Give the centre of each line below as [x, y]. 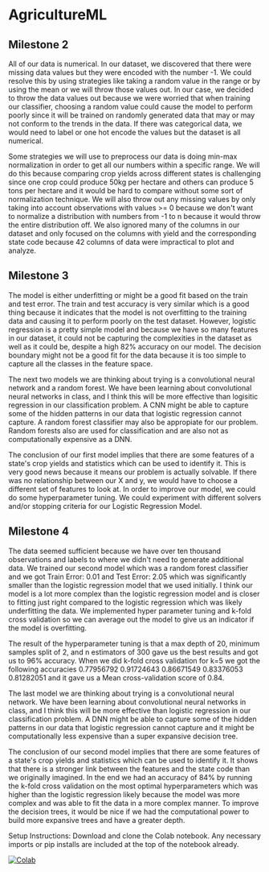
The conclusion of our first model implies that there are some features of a [131, 455]
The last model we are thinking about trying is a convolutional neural [121, 693]
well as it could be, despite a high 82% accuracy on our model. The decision [135, 346]
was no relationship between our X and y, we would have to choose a [123, 480]
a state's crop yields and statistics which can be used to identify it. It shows [133, 760]
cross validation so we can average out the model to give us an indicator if [131, 619]
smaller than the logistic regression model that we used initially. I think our [130, 585]
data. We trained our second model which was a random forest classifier [128, 568]
